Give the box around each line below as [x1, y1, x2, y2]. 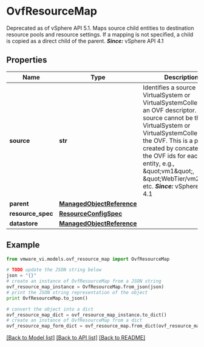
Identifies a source [142, 83, 196, 92]
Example [6, 240, 40, 250]
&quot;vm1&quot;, [142, 167, 194, 175]
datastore [9, 219, 38, 227]
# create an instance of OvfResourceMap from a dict [6, 317, 143, 323]
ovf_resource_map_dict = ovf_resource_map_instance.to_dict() [6, 312, 167, 318]
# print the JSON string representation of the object [6, 289, 148, 295]
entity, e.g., [142, 159, 175, 168]
